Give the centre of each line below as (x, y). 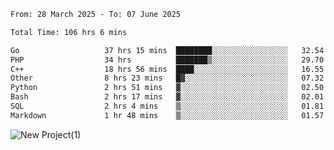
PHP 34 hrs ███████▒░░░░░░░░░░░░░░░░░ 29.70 (167, 60)
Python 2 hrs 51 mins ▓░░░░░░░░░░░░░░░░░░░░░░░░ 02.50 (167, 88)
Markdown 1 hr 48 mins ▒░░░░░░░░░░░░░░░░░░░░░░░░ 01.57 (167, 115)
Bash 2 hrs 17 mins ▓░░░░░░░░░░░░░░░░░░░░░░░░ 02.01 (167, 97)
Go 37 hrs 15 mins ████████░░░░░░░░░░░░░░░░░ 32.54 (167, 50)
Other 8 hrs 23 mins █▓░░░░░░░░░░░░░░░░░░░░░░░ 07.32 (167, 78)
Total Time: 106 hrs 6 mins (69, 32)
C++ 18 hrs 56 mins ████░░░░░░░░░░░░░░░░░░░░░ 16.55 (167, 69)
